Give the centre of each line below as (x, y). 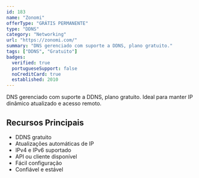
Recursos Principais (45, 122)
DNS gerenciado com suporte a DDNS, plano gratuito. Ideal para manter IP (100, 97)
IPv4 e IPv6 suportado (43, 150)
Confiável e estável (39, 169)
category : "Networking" (37, 35)
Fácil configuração (38, 163)
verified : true (31, 63)
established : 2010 (35, 80)
